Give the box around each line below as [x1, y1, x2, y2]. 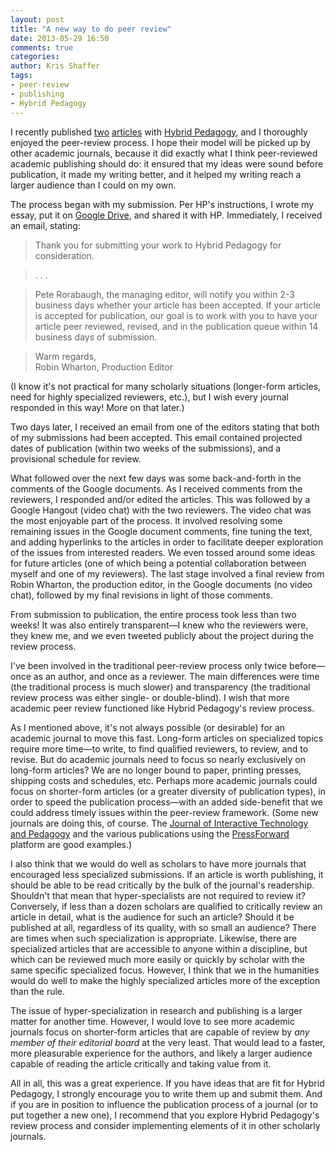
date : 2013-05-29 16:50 [10, 33, 110, 43]
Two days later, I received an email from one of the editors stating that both [10, 421, 320, 433]
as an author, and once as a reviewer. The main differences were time [33, 670, 320, 682]
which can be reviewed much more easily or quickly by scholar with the [10, 953, 306, 965]
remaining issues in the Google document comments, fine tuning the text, [10, 525, 313, 537]
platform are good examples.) [10, 838, 133, 850]
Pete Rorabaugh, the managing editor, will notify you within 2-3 [34, 288, 295, 300]
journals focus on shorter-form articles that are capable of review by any [10, 1026, 310, 1038]
